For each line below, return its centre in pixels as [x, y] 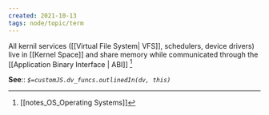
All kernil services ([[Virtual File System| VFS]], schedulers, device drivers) [131, 46]
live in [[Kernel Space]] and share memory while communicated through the [133, 54]
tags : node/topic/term [46, 23]
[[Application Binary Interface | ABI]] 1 [70, 63]
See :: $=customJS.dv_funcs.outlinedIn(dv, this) [90, 80]
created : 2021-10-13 [43, 16]
